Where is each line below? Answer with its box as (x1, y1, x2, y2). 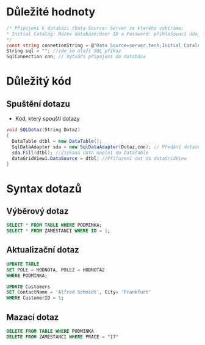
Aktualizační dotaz (6, 245, 79, 256)
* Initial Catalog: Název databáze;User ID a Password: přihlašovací (6, 31, 187, 37)
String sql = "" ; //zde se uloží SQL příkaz (6, 48, 121, 54)
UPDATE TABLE (6, 261, 40, 267)
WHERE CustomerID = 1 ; (6, 295, 64, 301)
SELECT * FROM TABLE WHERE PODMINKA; (6, 222, 103, 229)
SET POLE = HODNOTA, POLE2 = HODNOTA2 (6, 267, 105, 273)
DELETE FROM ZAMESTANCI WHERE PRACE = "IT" (6, 333, 119, 340)
